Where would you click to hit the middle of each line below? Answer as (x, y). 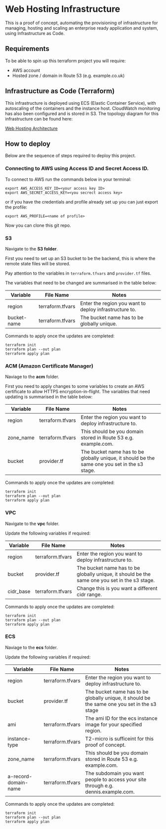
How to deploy (28, 144)
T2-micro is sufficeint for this (120, 739)
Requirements (27, 49)
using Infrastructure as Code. (35, 33)
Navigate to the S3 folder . (32, 249)
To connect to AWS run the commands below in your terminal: (68, 179)
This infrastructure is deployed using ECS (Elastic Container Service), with (81, 103)
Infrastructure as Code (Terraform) (60, 91)
